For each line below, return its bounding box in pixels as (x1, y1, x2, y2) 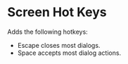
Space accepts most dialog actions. (17, 49, 122, 57)
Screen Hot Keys (7, 4, 107, 20)
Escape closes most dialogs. (17, 41, 101, 49)
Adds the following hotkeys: (7, 27, 88, 36)
